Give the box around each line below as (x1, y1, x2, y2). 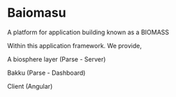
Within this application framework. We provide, (7, 41, 142, 50)
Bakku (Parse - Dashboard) (7, 68, 86, 77)
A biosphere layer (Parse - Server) (7, 54, 106, 64)
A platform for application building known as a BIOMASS (7, 28, 170, 36)
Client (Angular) (7, 82, 53, 90)
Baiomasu (7, 5, 66, 21)
